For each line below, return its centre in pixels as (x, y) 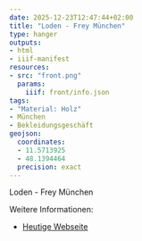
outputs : (25, 42)
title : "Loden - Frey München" (67, 26)
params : (32, 84)
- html (21, 51)
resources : (29, 68)
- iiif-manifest (39, 59)
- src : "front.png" (46, 76)
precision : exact (50, 167)
